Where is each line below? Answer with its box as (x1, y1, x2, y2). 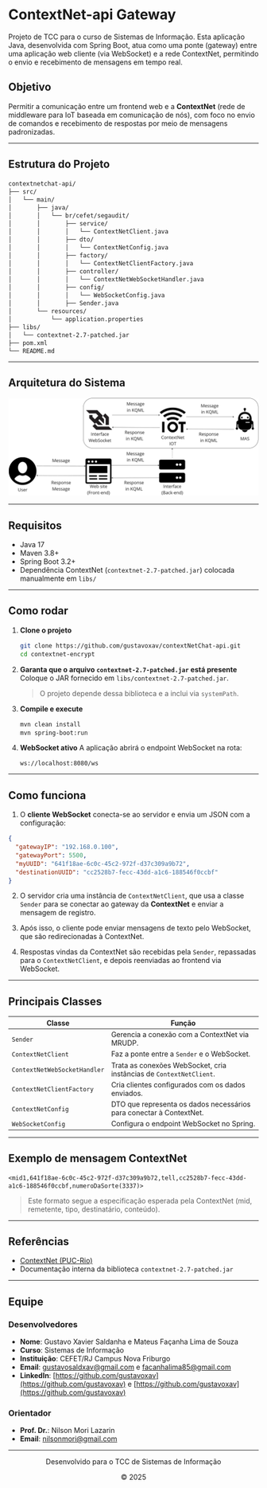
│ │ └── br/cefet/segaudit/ (8, 211, 130, 220)
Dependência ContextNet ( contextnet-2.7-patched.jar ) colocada (19, 566, 235, 575)
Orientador (8, 1408, 52, 1419)
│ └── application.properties (8, 315, 145, 323)
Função (170, 1018, 196, 1028)
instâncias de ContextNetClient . (110, 1069, 216, 1079)
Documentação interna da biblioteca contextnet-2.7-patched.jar (19, 1264, 234, 1274)
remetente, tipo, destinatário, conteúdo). (27, 1204, 161, 1214)
